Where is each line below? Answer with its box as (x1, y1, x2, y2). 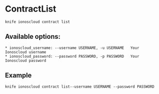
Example (5, 71, 32, 79)
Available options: (5, 32, 61, 41)
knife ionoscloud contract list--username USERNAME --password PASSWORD (5, 84, 155, 89)
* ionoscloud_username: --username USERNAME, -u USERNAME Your (5, 45, 139, 50)
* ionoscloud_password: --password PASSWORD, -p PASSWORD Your (5, 54, 139, 59)
